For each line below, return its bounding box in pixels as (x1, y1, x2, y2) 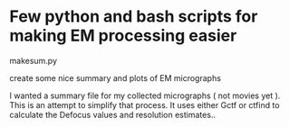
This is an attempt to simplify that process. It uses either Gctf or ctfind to (9, 99, 280, 110)
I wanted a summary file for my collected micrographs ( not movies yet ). (9, 90, 281, 101)
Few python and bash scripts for (9, 6, 258, 27)
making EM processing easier (9, 25, 237, 46)
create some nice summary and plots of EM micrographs (9, 72, 222, 83)
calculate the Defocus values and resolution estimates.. (9, 109, 216, 120)
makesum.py (9, 55, 57, 66)
